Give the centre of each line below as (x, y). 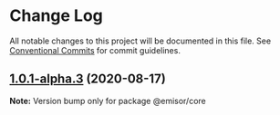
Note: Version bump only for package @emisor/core (108, 101)
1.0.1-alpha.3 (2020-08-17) (88, 79)
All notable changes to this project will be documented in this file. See (140, 41)
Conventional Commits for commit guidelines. (95, 50)
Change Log (56, 16)
